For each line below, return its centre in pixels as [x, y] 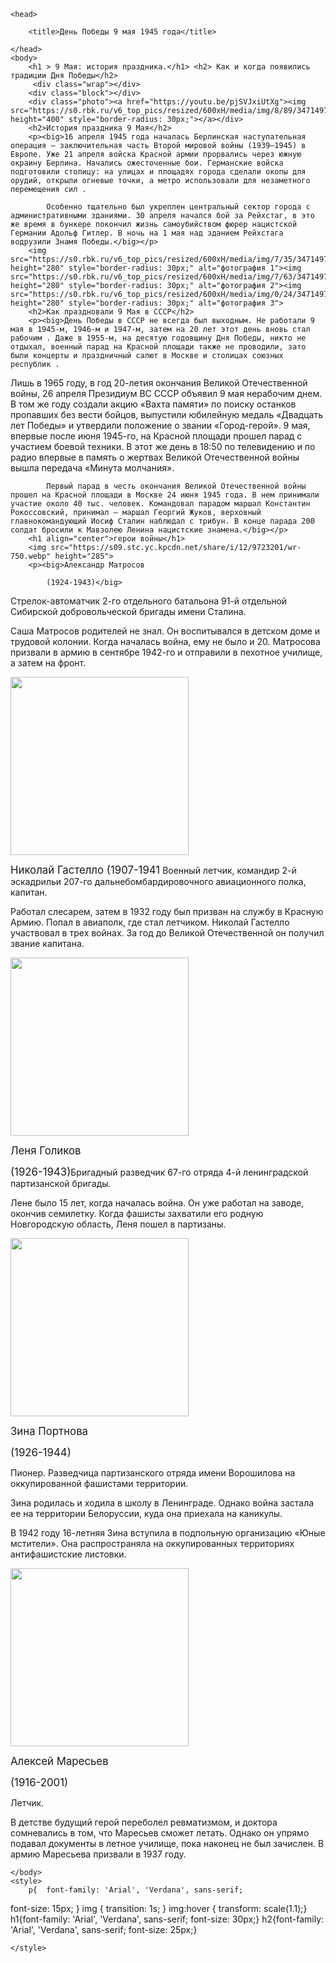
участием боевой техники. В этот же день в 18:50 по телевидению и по [163, 446]
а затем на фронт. [48, 663]
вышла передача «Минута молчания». [92, 468]
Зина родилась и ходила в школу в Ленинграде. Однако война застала [162, 1503]
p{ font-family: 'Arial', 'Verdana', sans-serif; [136, 1890]
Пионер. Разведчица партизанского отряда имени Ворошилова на [153, 1473]
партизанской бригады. [61, 1183]
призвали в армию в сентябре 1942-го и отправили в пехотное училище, [166, 652]
